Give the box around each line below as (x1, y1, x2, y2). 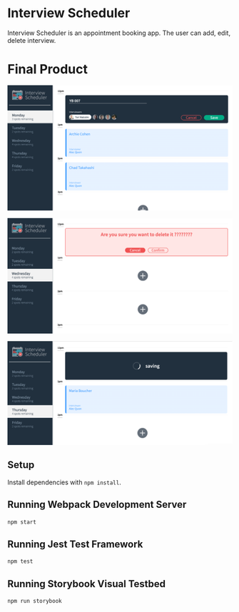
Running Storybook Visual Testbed (7, 578, 166, 590)
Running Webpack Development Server (7, 499, 187, 511)
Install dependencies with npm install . (7, 478, 121, 486)
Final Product (7, 61, 88, 78)
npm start (7, 519, 37, 526)
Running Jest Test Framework (7, 538, 143, 550)
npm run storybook (7, 598, 62, 605)
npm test (7, 558, 34, 565)
